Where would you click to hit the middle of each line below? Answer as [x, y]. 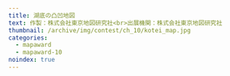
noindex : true [32, 60]
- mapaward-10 [39, 52]
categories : [28, 38]
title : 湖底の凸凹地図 [42, 15]
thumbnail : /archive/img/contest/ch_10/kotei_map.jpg [100, 30]
